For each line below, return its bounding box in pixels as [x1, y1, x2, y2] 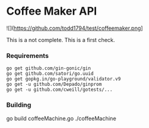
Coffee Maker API [6, 4, 97, 18]
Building [6, 101, 32, 109]
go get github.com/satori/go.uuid [6, 71, 94, 77]
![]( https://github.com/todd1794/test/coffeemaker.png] [6, 24, 143, 32]
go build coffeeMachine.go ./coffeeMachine [6, 115, 117, 122]
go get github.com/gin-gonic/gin [6, 65, 91, 71]
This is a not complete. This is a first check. [6, 36, 116, 43]
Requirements [6, 51, 49, 60]
